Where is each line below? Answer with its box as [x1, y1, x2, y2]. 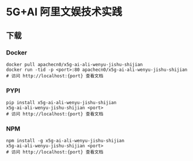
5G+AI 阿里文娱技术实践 [6, 5, 122, 19]
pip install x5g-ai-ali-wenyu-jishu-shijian [6, 100, 117, 106]
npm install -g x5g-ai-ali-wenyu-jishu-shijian [6, 138, 125, 144]
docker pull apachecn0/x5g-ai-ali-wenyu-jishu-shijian [6, 61, 143, 67]
